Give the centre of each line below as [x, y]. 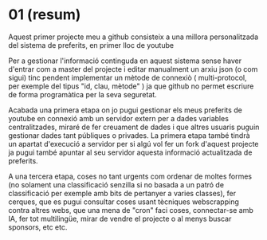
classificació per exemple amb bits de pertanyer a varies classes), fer [122, 193]
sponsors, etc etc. [38, 227]
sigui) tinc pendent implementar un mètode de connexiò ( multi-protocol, [128, 77]
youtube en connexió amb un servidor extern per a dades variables [119, 118]
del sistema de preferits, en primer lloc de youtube [91, 45]
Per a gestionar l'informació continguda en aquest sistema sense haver [125, 61]
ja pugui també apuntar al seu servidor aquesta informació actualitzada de [130, 152]
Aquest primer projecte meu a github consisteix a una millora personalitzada [133, 37]
